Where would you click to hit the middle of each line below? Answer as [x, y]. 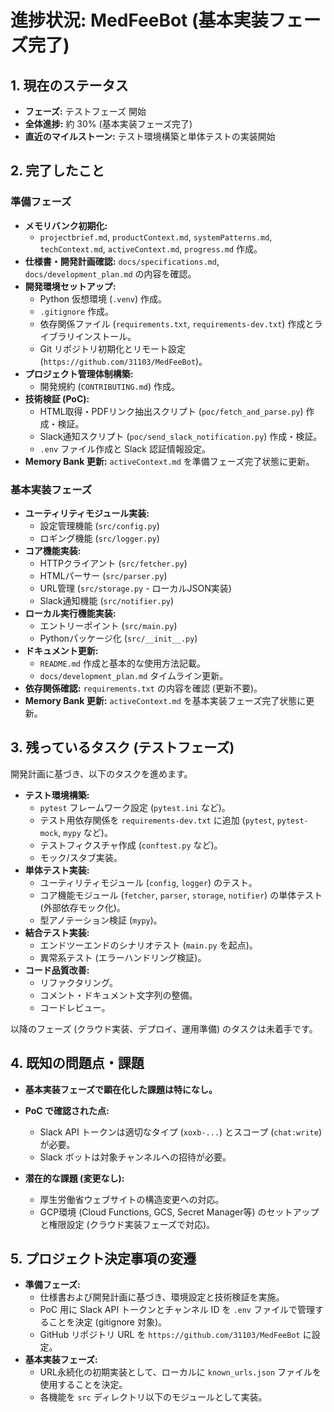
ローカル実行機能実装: [70, 613]
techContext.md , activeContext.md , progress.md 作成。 [151, 248]
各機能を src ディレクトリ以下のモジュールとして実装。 [153, 1397]
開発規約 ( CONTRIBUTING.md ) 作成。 [110, 386]
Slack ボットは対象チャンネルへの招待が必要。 [135, 1157]
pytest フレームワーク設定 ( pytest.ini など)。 [135, 807]
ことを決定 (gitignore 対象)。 [108, 1322]
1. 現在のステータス [69, 85]
